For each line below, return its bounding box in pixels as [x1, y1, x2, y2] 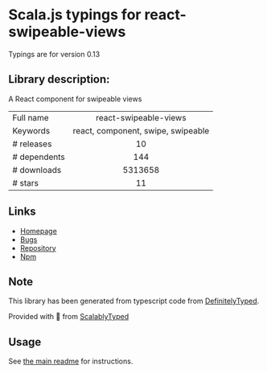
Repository [19, 243, 56, 252]
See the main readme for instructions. [8, 356, 133, 367]
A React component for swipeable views [8, 94, 142, 104]
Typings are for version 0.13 [8, 49, 101, 59]
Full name [12, 112, 50, 123]
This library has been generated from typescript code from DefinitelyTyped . [8, 296, 260, 306]
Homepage [19, 226, 58, 236]
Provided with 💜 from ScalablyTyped [8, 312, 129, 322]
